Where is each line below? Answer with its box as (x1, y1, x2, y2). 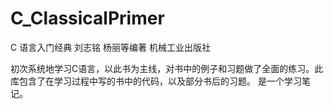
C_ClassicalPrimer (10, 7, 165, 30)
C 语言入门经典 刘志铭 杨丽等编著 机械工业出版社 (10, 41, 211, 53)
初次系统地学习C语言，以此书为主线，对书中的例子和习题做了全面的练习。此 (10, 62, 324, 74)
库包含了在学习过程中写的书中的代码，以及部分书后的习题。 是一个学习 (10, 75, 302, 87)
